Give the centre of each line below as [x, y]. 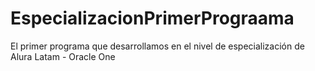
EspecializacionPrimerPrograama [152, 18]
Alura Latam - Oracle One [63, 56]
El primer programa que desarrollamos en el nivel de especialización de [157, 46]
